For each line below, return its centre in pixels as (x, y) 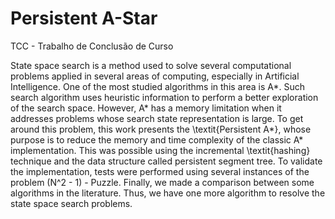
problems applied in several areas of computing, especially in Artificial (155, 76)
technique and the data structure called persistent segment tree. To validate (166, 161)
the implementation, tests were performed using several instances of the (160, 171)
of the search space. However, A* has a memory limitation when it (146, 108)
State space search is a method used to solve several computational (151, 65)
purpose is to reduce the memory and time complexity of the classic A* (157, 139)
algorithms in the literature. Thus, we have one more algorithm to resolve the (168, 193)
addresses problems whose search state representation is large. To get (157, 118)
